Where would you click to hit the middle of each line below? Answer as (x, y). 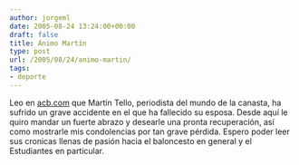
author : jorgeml (40, 18)
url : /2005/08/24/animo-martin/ (70, 60)
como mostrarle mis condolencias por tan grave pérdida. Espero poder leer (149, 131)
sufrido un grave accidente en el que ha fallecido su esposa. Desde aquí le (149, 112)
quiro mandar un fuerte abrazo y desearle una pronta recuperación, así (142, 121)
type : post (30, 52)
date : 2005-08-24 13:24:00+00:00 (72, 26)
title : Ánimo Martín (48, 43)
